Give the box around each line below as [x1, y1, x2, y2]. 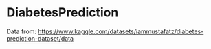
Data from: [6, 27, 37, 35]
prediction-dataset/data [6, 34, 74, 42]
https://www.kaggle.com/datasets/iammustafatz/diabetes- [38, 27, 204, 35]
